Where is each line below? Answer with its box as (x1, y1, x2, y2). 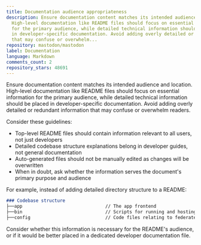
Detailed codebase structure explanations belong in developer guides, (14, 142, 188, 150)
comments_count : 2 (6, 59, 52, 65)
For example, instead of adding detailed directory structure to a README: (6, 186, 187, 193)
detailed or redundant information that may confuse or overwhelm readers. (6, 106, 191, 114)
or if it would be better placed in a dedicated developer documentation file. (6, 232, 191, 239)
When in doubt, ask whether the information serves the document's (14, 168, 182, 175)
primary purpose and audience (14, 175, 92, 182)
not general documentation (14, 149, 82, 156)
